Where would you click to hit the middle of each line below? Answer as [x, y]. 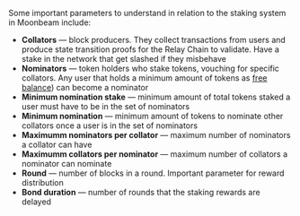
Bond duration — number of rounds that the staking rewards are [141, 192]
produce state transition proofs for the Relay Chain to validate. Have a [150, 49]
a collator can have [57, 144]
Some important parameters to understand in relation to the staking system [147, 13]
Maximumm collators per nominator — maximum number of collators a [154, 154]
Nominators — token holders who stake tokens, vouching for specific [150, 68]
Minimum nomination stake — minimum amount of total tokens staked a [156, 97]
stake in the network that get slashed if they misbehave [124, 59]
